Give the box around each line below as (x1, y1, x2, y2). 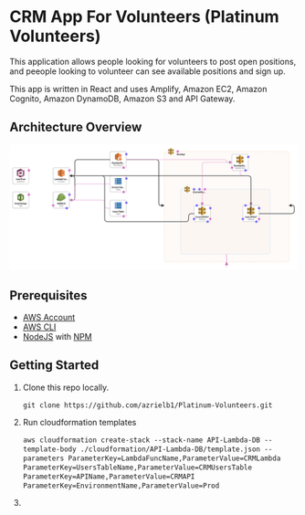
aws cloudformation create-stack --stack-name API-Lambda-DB (22, 436, 261, 445)
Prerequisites (9, 288, 88, 303)
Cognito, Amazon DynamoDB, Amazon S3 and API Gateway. (9, 93, 236, 104)
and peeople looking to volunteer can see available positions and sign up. (9, 66, 286, 77)
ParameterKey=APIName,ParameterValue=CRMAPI (22, 472, 195, 481)
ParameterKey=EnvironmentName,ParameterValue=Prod (22, 481, 220, 490)
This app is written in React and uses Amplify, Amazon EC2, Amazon (9, 83, 268, 94)
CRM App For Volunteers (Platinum (9, 6, 280, 27)
